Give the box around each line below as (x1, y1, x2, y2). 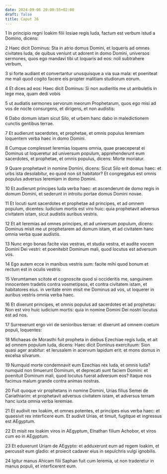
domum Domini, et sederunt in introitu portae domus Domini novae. (5, 191, 143, 197)
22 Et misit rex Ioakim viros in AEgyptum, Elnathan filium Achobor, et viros (5, 428, 157, 434)
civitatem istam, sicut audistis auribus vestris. (5, 211, 98, 217)
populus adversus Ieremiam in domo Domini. (5, 176, 97, 182)
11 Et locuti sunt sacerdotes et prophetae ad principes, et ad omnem (5, 200, 144, 206)
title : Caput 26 (5, 16, 39, 21)
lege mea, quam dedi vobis (5, 91, 61, 97)
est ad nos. (5, 312, 28, 318)
